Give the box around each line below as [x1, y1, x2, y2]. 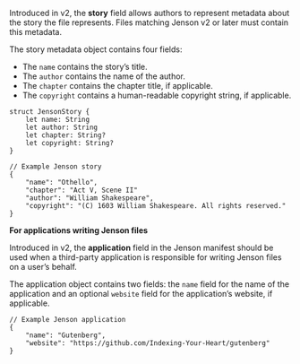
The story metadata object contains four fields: [9, 44, 183, 55]
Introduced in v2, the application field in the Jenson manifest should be [9, 242, 274, 253]
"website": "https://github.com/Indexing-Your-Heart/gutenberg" [25, 339, 270, 348]
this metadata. [9, 27, 63, 37]
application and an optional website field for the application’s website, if [9, 289, 273, 299]
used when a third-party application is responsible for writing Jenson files [9, 252, 282, 263]
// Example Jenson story [9, 162, 102, 171]
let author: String [25, 123, 99, 132]
